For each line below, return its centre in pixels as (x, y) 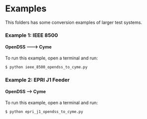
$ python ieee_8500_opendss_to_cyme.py (46, 67)
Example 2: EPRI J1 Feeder (37, 80)
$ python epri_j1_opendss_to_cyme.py (44, 112)
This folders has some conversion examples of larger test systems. (74, 22)
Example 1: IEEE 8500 (32, 35)
